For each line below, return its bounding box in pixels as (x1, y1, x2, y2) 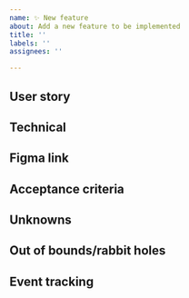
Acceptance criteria (9, 181, 124, 196)
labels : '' (9, 38, 51, 48)
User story (9, 88, 71, 104)
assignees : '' (9, 47, 64, 56)
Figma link (9, 151, 70, 166)
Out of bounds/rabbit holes (9, 243, 166, 259)
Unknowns (9, 213, 72, 228)
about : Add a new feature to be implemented (9, 22, 181, 31)
